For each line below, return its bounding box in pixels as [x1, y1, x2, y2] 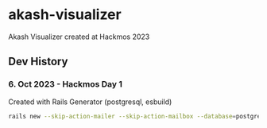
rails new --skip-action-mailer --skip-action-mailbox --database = [8, 112, 237, 120]
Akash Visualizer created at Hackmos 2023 [8, 32, 150, 41]
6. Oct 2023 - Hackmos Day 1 [8, 79, 123, 90]
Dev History [8, 55, 68, 68]
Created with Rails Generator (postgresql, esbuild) [8, 97, 172, 107]
